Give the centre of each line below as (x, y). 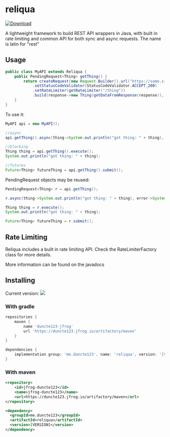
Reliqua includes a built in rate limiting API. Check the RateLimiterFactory (81, 249)
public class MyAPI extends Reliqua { (46, 72)
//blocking (17, 147)
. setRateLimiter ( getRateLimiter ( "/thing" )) (79, 91)
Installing (20, 280)
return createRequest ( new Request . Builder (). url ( (77, 81)
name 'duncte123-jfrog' (48, 326)
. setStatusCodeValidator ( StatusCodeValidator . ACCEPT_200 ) (95, 86)
